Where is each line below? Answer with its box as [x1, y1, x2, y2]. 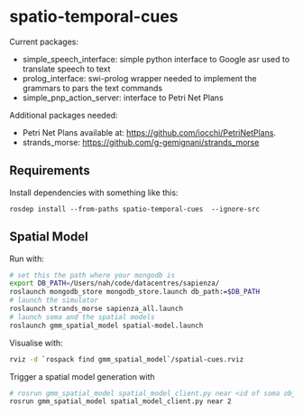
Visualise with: [9, 337, 63, 348]
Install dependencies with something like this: [9, 187, 179, 198]
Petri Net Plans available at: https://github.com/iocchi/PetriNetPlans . [22, 127, 277, 137]
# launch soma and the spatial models [9, 312, 155, 322]
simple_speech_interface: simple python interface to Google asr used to [22, 53, 290, 64]
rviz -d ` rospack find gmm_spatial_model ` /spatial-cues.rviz [9, 354, 244, 363]
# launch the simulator [9, 296, 99, 305]
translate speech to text [22, 63, 111, 74]
